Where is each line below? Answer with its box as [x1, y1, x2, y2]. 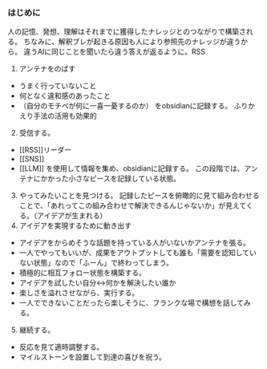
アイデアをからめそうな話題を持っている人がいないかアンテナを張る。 [18, 238, 250, 248]
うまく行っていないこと [18, 81, 97, 91]
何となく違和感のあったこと [18, 91, 111, 101]
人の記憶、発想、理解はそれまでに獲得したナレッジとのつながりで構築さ [7, 26, 246, 37]
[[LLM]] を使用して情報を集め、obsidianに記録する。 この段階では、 [18, 164, 245, 173]
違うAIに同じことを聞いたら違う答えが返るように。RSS [22, 47, 206, 57]
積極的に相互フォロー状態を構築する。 [18, 268, 146, 278]
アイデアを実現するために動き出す [18, 221, 132, 230]
